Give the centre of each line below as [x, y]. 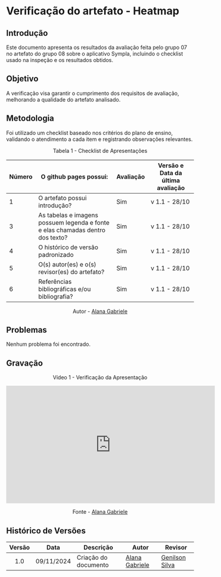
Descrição [98, 548]
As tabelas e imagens [68, 215]
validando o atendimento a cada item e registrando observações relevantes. [99, 139]
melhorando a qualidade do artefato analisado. [63, 99]
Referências [55, 281]
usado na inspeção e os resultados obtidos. [60, 60]
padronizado [56, 254]
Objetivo [22, 79]
